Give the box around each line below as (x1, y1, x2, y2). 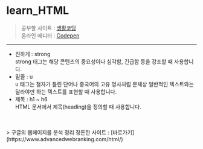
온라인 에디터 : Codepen (21, 31, 80, 39)
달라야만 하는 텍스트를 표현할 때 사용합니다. (14, 88, 117, 95)
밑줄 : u (14, 73, 33, 80)
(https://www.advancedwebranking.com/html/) (6, 135, 123, 142)
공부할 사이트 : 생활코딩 (21, 24, 77, 31)
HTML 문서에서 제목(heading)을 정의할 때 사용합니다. (14, 103, 142, 110)
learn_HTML (6, 4, 69, 17)
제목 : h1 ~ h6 (14, 95, 48, 103)
